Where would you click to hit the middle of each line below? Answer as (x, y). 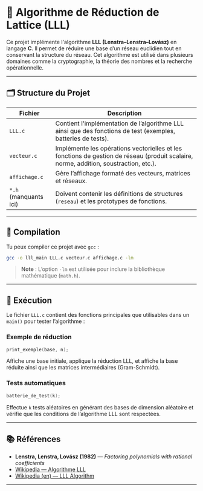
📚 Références (34, 439)
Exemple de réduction (39, 337)
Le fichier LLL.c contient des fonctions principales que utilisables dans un (98, 315)
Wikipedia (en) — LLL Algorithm (55, 476)
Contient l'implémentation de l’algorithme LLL (120, 123)
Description (124, 113)
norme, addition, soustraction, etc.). (106, 163)
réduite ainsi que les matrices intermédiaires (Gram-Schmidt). (83, 368)
